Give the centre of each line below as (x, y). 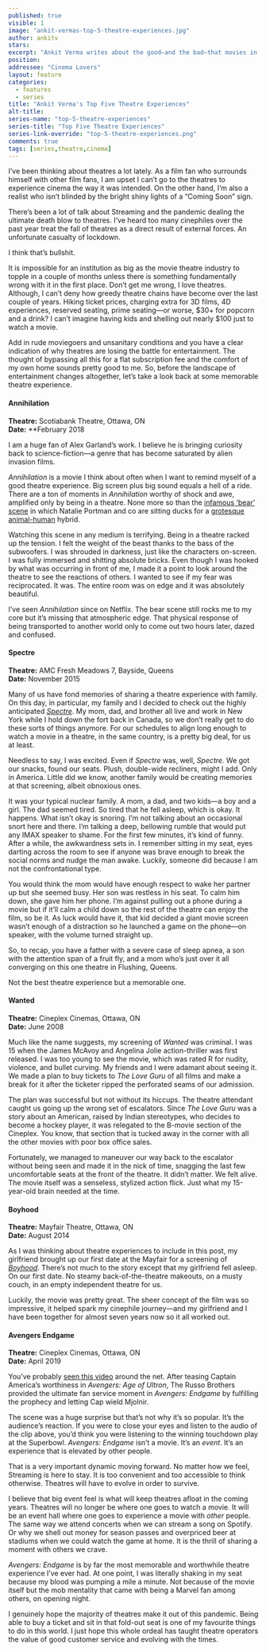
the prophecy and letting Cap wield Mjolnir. (79, 1402)
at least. (21, 745)
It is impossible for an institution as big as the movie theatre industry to (124, 268)
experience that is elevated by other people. (80, 1451)
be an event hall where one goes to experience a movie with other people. (129, 1516)
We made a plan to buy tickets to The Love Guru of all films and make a (125, 1076)
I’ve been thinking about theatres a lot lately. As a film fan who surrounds (128, 171)
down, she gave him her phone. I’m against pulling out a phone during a (125, 901)
